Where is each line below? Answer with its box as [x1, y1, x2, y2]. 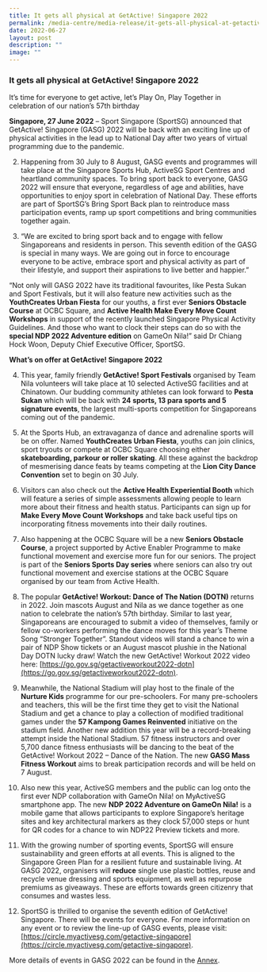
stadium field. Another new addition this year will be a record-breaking [20, 725, 251, 735]
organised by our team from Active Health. [20, 577, 160, 586]
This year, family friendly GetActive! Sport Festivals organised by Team [20, 371, 256, 380]
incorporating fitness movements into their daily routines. [20, 519, 208, 528]
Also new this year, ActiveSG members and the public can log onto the [20, 783, 251, 793]
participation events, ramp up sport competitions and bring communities [20, 208, 257, 217]
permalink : [9, 19, 45, 27]
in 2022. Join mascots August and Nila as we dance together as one [20, 601, 244, 610]
